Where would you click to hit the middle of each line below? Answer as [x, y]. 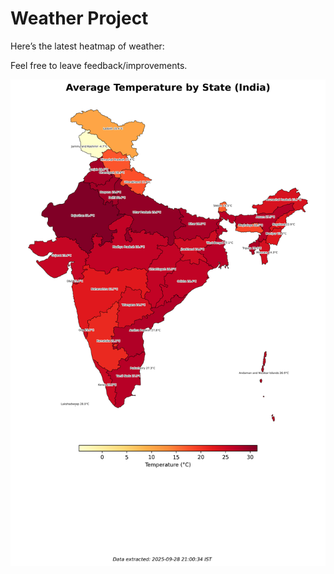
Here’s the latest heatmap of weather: [87, 46]
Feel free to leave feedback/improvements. [99, 65]
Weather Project [79, 18]
